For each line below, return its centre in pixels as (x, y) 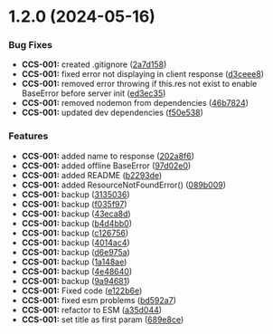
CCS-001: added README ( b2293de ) (92, 175)
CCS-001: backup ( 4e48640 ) (77, 271)
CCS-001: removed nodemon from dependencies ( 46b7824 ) (135, 103)
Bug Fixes (31, 45)
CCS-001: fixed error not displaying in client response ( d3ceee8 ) (142, 74)
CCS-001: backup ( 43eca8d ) (76, 214)
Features (28, 136)
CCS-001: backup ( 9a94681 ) (75, 281)
